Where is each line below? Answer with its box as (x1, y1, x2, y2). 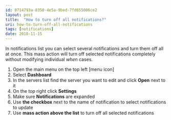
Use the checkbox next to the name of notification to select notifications (12, 99, 166, 105)
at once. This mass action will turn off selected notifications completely (5, 51, 156, 57)
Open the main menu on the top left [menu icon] (12, 66, 114, 72)
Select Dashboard (12, 72, 52, 77)
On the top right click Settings (12, 88, 77, 94)
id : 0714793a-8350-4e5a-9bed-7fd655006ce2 (5, 7, 97, 13)
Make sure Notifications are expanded (12, 93, 95, 99)
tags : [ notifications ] (5, 27, 54, 32)
